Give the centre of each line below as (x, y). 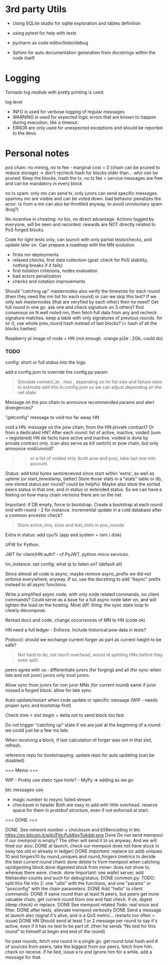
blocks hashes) (21, 328)
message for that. (23, 957)
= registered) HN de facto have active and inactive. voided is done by (77, 438)
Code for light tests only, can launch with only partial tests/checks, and (78, 239)
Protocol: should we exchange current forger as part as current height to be (83, 640)
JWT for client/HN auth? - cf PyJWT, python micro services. (67, 555)
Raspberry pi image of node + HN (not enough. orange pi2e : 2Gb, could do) (84, 338)
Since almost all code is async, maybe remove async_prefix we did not (78, 574)
